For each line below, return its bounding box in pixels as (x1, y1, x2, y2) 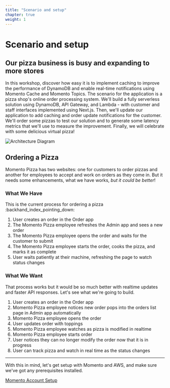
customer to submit (12, 238, 54, 244)
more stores (5, 66, 45, 75)
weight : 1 (5, 17, 26, 22)
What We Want (5, 272, 43, 279)
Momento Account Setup (5, 377, 58, 383)
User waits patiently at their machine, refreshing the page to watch (12, 254, 152, 260)
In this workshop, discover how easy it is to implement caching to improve (5, 80, 160, 86)
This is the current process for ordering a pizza (5, 201, 104, 208)
